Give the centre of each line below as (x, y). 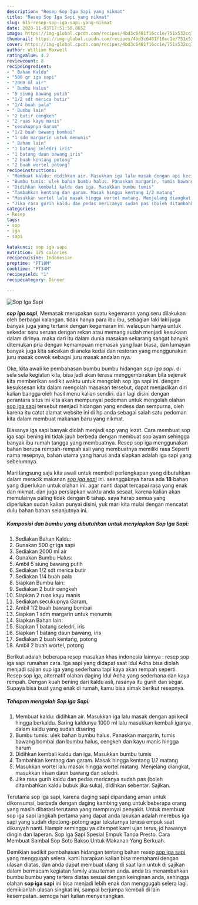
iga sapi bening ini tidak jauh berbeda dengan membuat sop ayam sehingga (98, 436)
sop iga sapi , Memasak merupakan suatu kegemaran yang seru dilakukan (96, 313)
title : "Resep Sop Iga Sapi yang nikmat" (58, 17)
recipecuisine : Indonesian (40, 258)
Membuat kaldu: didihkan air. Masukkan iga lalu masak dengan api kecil (102, 716)
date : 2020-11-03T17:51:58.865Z (46, 28)
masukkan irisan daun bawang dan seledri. (67, 772)
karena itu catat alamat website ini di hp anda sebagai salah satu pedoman (97, 412)
